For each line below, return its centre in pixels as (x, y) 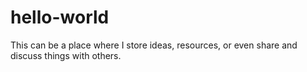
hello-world (60, 17)
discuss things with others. (66, 55)
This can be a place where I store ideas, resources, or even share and (154, 45)
